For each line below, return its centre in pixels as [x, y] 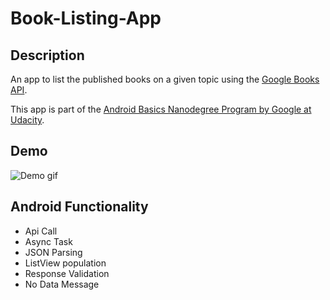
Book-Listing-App [86, 18]
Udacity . [27, 120]
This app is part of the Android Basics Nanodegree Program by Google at [161, 109]
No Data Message [62, 284]
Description [47, 55]
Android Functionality [79, 207]
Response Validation [67, 273]
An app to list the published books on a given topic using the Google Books [165, 79]
